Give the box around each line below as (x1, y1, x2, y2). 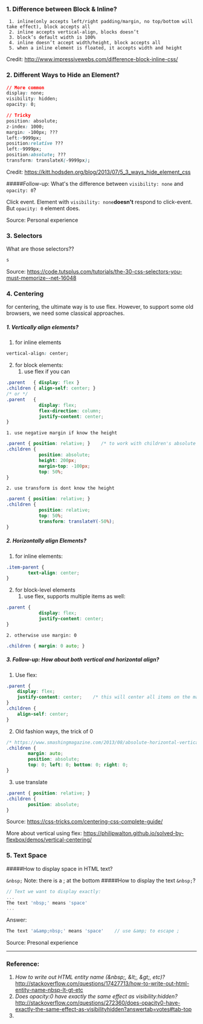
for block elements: (14, 362, 63, 369)
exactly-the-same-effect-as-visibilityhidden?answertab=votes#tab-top (14, 1006, 192, 1013)
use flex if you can (24, 368, 71, 375)
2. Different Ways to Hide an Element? (6, 71, 120, 79)
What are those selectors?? (6, 245, 74, 253)
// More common (6, 84, 45, 91)
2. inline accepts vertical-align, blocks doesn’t (8, 29, 139, 35)
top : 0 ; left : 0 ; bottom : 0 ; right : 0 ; (28, 762, 129, 768)
